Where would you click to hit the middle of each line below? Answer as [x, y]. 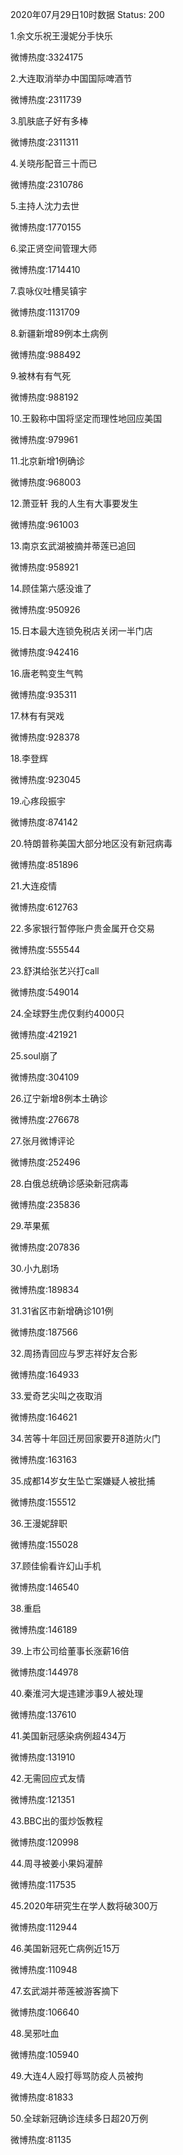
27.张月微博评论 [42, 1141]
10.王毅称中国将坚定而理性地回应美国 [86, 418]
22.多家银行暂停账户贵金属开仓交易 [83, 928]
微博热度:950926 [45, 609]
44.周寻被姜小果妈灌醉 [56, 1863]
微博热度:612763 [44, 907]
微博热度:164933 [45, 1374]
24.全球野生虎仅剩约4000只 [67, 1013]
